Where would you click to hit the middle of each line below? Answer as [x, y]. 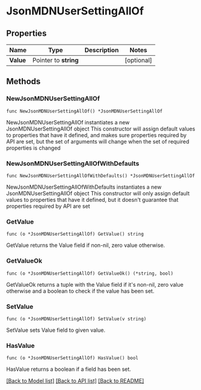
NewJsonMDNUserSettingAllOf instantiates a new [68, 122]
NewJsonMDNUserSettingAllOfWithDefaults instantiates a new [84, 187]
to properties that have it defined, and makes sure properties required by [96, 135]
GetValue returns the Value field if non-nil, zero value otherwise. [86, 245]
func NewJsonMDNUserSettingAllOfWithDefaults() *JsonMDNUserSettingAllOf [101, 175]
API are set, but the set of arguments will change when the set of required [98, 141]
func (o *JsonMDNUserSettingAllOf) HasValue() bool [72, 358]
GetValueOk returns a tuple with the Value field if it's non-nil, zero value [95, 284]
